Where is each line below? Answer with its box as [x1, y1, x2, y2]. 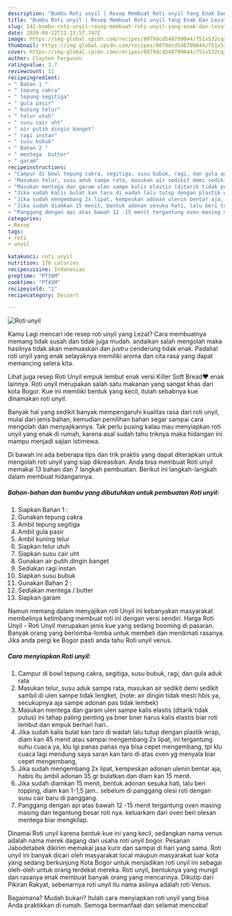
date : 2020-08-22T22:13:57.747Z [8, 29, 101, 37]
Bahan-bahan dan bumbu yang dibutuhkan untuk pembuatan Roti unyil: [8, 488, 220, 496]
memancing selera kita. [8, 359, 74, 367]
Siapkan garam [17, 593, 61, 602]
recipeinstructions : [8, 163, 67, 171]
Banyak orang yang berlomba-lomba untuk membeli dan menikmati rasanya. [8, 629, 224, 638]
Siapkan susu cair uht [17, 549, 80, 558]
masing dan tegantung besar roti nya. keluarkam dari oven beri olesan [17, 808, 216, 817]
